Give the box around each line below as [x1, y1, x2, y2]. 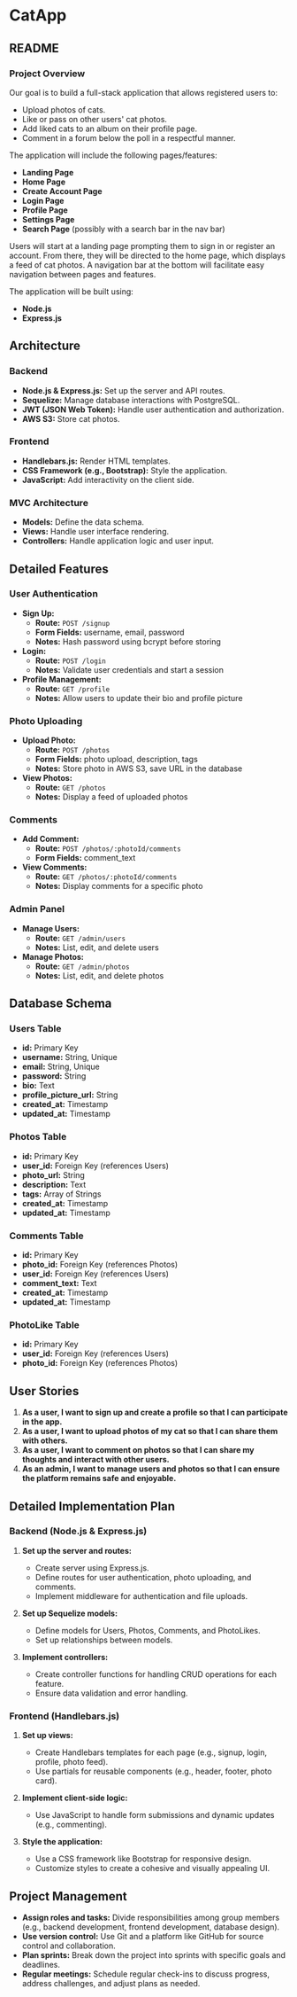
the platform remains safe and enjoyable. [21, 1473, 177, 1484]
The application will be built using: [9, 285, 134, 297]
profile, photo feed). [34, 1757, 109, 1767]
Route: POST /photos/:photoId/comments [34, 843, 181, 854]
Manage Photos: [21, 951, 84, 962]
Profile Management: [21, 674, 102, 684]
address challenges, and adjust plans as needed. [21, 1977, 201, 1988]
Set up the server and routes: [21, 1545, 133, 1556]
